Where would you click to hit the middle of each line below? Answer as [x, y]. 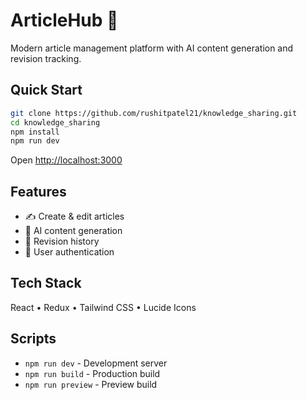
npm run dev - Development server [96, 363]
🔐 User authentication [69, 252]
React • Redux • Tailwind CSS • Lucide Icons [103, 307]
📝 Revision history [62, 241]
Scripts [33, 339]
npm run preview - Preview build [91, 384]
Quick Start [46, 90]
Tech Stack [46, 283]
